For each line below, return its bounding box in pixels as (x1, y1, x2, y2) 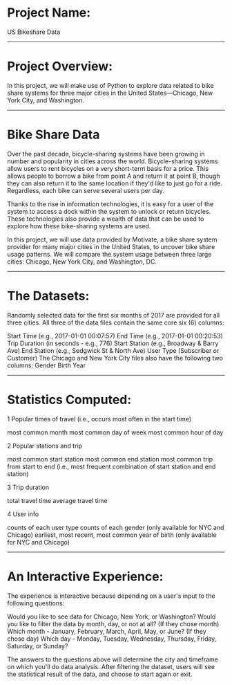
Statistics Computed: (7, 392, 132, 408)
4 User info (7, 510, 39, 518)
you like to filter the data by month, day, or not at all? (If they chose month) (7, 619, 220, 628)
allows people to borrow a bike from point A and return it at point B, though (7, 172, 220, 180)
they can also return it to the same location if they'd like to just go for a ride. (7, 179, 222, 188)
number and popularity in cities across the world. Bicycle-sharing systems (7, 157, 219, 165)
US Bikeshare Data (7, 28, 61, 36)
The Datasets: (7, 289, 90, 304)
